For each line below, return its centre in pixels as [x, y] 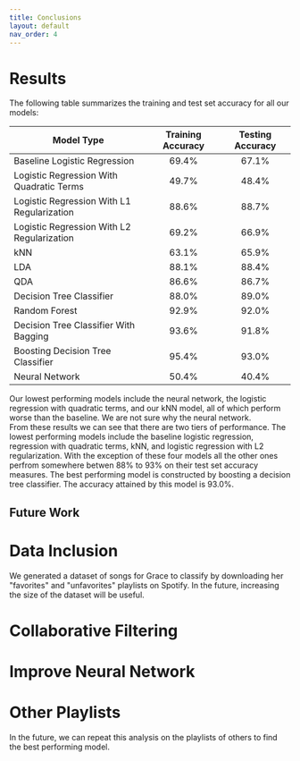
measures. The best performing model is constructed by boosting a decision [150, 475]
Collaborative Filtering [94, 630]
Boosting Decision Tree [62, 351]
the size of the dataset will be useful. [77, 595]
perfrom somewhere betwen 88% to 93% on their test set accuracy [134, 465]
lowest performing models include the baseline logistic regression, [132, 437]
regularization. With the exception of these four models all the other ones [144, 456]
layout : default [39, 26]
